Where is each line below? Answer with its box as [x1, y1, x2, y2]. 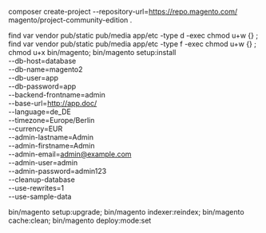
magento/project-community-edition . [8, 15, 133, 25]
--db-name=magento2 [8, 65, 83, 74]
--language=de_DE [8, 107, 72, 116]
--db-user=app [8, 73, 58, 82]
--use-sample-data [8, 192, 72, 201]
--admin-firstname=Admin [8, 141, 95, 150]
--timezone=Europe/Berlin [8, 116, 95, 124]
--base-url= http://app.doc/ [8, 99, 97, 108]
